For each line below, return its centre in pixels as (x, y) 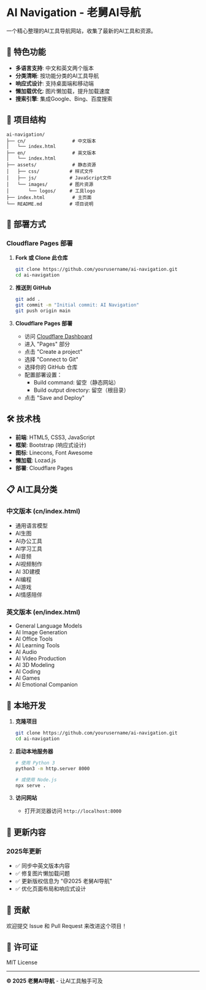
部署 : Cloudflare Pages (44, 468)
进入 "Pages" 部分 (47, 344)
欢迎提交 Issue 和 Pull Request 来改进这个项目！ (67, 926)
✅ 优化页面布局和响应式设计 (51, 889)
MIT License (22, 962)
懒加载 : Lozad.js (36, 461)
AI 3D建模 (28, 572)
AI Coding (28, 672)
